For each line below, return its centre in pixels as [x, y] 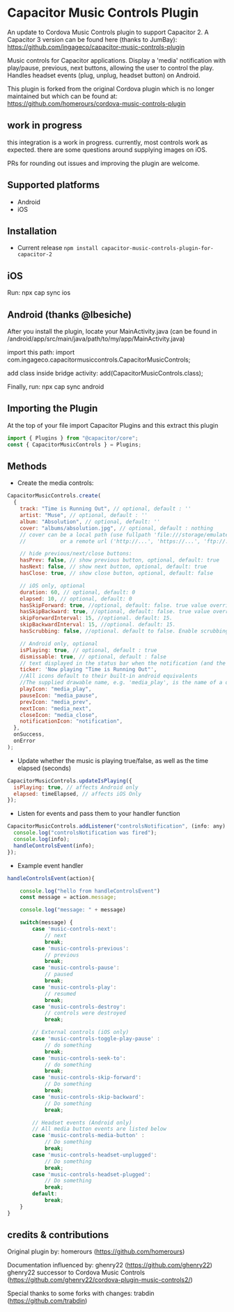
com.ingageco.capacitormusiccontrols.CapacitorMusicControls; [99, 360]
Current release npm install [58, 248]
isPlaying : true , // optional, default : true [88, 650]
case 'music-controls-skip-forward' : [87, 1078]
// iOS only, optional [53, 586]
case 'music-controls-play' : [75, 987]
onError [25, 741]
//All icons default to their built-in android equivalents [109, 676]
